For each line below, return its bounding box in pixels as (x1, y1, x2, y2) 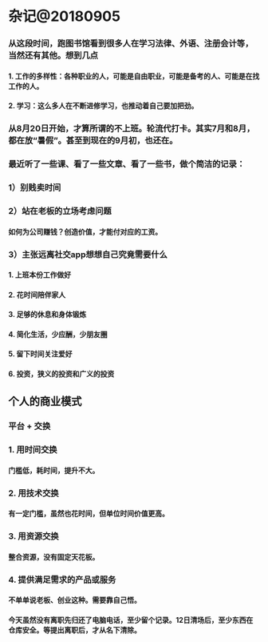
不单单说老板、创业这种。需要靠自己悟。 (8, 596, 141, 605)
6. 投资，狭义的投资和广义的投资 (8, 369, 115, 379)
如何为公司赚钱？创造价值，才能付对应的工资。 (8, 227, 162, 236)
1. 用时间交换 (8, 444, 57, 455)
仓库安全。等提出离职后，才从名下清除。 (8, 625, 141, 635)
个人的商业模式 (8, 395, 82, 408)
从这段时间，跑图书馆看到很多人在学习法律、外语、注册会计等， (8, 38, 254, 49)
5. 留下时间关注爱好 (8, 349, 73, 359)
